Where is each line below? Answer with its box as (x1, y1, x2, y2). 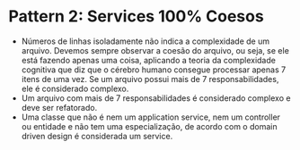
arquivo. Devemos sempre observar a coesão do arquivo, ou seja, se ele (21, 45, 289, 55)
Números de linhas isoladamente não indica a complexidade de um (21, 36, 270, 46)
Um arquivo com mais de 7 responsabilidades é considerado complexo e (21, 92, 291, 104)
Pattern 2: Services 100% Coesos (8, 6, 264, 27)
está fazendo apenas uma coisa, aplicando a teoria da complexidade (21, 54, 276, 65)
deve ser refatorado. (21, 102, 98, 112)
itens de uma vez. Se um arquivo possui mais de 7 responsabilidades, (21, 73, 279, 84)
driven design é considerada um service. (21, 130, 173, 141)
